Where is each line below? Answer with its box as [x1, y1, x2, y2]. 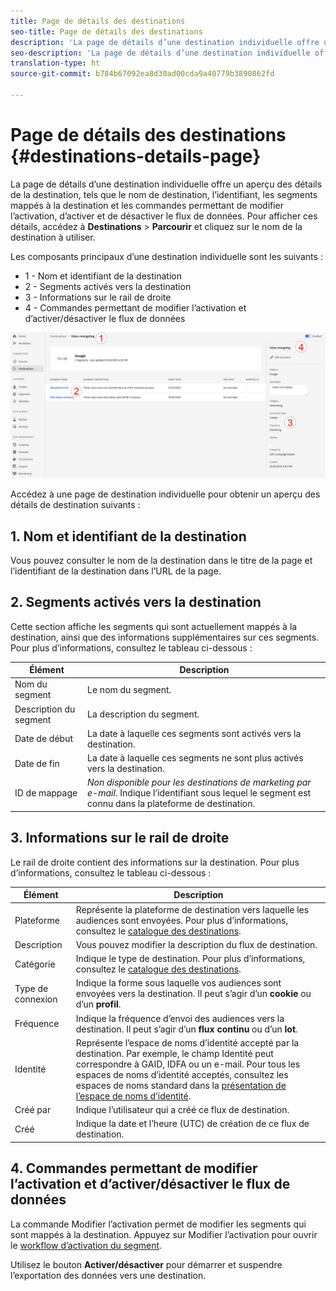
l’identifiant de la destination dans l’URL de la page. [10, 565, 222, 577]
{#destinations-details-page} [10, 145, 262, 168]
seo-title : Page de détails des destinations [10, 26, 203, 37]
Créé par [14, 1104, 52, 1116]
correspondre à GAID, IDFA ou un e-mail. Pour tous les [75, 1058, 301, 1070]
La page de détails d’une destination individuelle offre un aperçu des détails [10, 178, 323, 190]
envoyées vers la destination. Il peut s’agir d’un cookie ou [75, 988, 312, 1000]
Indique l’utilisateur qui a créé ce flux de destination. [75, 1104, 290, 1116]
